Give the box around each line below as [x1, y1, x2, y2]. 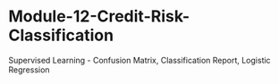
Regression [8, 64, 50, 75]
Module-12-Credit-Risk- [8, 6, 190, 27]
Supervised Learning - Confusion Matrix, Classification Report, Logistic [8, 55, 271, 65]
